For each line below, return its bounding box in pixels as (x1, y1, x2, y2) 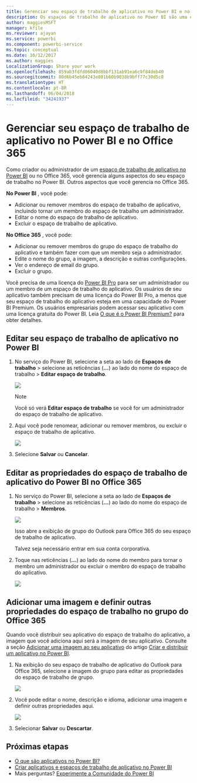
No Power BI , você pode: (6, 189, 68, 197)
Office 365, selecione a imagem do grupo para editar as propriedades (14, 668, 184, 674)
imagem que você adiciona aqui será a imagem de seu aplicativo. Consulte (6, 637, 187, 644)
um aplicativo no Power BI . (6, 650, 70, 657)
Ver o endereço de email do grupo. (14, 261, 99, 268)
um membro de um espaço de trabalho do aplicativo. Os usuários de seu (6, 285, 182, 292)
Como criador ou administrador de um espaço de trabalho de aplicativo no (6, 166, 186, 173)
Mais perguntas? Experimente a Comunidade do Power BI (14, 769, 154, 777)
